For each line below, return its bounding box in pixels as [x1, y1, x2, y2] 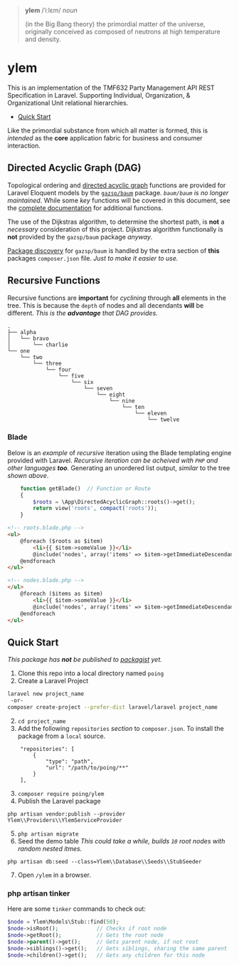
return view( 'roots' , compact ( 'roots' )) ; [33, 505, 158, 512]
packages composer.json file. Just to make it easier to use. [7, 254, 179, 262]
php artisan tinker [7, 888, 70, 898]
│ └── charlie [7, 341, 69, 348]
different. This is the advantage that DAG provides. [7, 308, 158, 317]
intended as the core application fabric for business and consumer [7, 133, 203, 142]
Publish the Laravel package [17, 796, 101, 805]
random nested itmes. [17, 844, 83, 853]
